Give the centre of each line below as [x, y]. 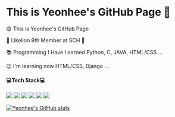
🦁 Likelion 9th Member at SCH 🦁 [46, 40]
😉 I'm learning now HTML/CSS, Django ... [57, 66]
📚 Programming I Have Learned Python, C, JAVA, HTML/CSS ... [85, 52]
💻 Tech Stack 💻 [26, 80]
